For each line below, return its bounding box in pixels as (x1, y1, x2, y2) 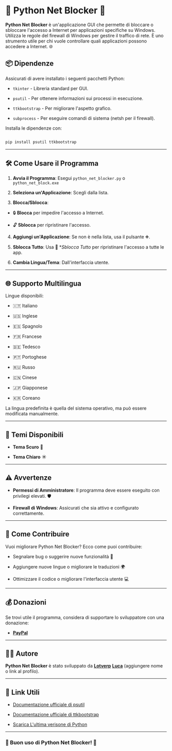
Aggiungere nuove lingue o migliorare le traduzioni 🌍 (12, 563, 125, 570)
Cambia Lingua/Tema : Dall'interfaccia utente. (12, 259, 110, 266)
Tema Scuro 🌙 (12, 444, 44, 450)
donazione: (5, 620, 29, 626)
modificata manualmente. (5, 411, 59, 417)
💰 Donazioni (5, 598, 47, 607)
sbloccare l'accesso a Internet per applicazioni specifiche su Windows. (5, 27, 156, 33)
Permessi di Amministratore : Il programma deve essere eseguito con (12, 487, 160, 493)
